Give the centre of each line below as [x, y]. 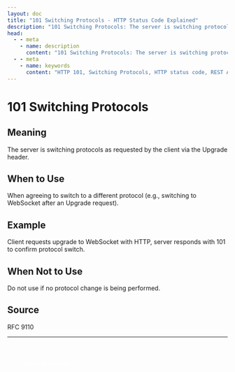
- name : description [50, 46]
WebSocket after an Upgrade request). [63, 203]
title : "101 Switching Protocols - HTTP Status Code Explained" [103, 20]
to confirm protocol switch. [46, 250]
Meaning [27, 133]
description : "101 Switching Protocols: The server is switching [104, 27]
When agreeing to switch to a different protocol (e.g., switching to [102, 196]
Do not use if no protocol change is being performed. [84, 288]
